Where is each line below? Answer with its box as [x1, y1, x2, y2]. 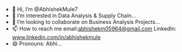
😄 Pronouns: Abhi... [11, 40, 62, 47]
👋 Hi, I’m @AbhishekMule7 [11, 6, 78, 13]
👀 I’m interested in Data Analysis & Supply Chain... [11, 12, 137, 19]
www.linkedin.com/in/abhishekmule [11, 33, 101, 41]
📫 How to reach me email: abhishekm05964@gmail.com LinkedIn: [11, 25, 177, 32]
